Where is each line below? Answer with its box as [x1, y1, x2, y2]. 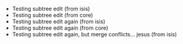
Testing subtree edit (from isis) [12, 5, 90, 12]
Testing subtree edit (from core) [12, 11, 93, 19]
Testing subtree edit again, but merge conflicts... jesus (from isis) [12, 31, 177, 38]
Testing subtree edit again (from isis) [12, 18, 106, 25]
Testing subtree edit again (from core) [12, 24, 109, 31]
